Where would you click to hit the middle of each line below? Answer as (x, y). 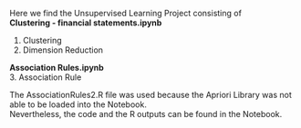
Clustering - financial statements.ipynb (86, 23)
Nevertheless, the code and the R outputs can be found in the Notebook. (146, 114)
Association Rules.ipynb (57, 68)
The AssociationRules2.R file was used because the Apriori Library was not (150, 95)
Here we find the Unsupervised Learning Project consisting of (125, 13)
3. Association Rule (46, 77)
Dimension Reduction (62, 50)
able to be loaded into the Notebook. (78, 104)
